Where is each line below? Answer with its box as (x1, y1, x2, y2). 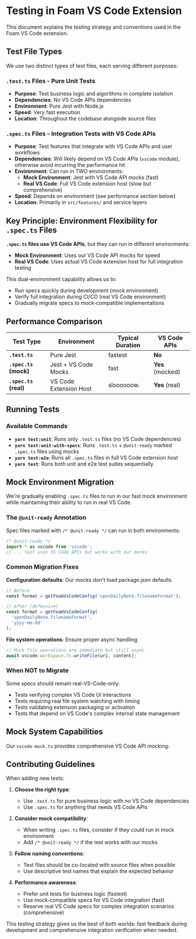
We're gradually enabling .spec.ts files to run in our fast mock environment (6, 493, 188, 500)
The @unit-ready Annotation (6, 513, 86, 522)
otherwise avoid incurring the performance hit (14, 162, 125, 169)
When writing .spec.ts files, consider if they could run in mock (23, 827, 174, 834)
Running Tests (6, 405, 60, 414)
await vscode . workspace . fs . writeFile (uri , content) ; (6, 653, 137, 659)
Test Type (12, 337, 41, 345)
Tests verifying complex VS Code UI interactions (14, 691, 131, 698)
